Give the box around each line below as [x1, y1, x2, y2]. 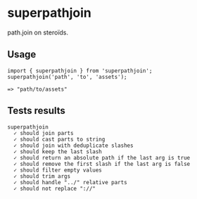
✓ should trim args [13, 172, 71, 180]
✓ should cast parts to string [13, 136, 106, 143]
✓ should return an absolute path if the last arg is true [13, 154, 191, 161]
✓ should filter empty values [13, 167, 102, 174]
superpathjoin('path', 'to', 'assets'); [7, 73, 128, 80]
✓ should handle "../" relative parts [13, 179, 128, 186]
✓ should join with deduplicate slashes [13, 142, 134, 149]
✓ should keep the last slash [13, 148, 102, 155]
